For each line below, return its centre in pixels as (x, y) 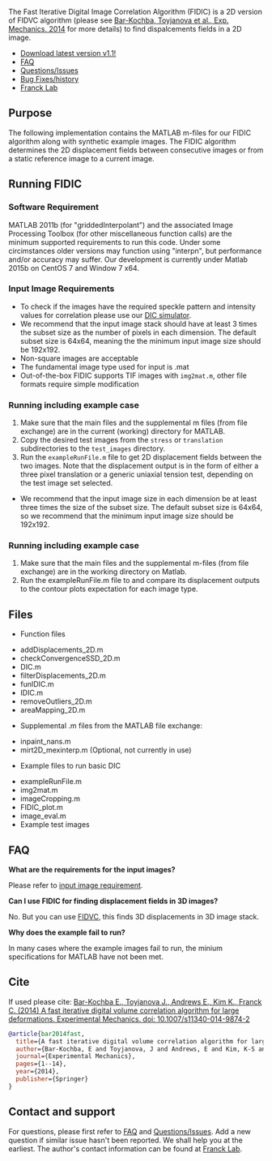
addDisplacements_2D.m (62, 650)
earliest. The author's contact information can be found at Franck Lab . (125, 1148)
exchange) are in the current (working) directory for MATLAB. (123, 431)
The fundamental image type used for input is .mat (104, 366)
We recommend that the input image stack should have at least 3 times (138, 323)
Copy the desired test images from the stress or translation (121, 440)
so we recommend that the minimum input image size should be (127, 516)
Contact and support (62, 1112)
